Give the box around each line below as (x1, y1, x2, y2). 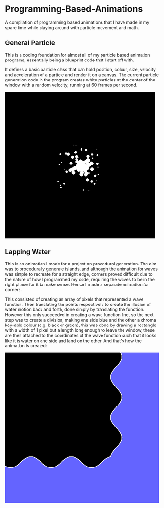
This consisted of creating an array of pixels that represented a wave (5, 296, 144, 302)
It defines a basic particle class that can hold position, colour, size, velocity (5, 66, 156, 72)
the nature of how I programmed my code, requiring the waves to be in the (5, 276, 155, 282)
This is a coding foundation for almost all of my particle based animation (5, 52, 150, 58)
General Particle (5, 39, 55, 47)
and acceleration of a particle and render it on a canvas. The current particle (5, 72, 159, 78)
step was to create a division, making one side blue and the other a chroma (5, 317, 156, 323)
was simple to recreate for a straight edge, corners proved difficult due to (5, 271, 153, 277)
